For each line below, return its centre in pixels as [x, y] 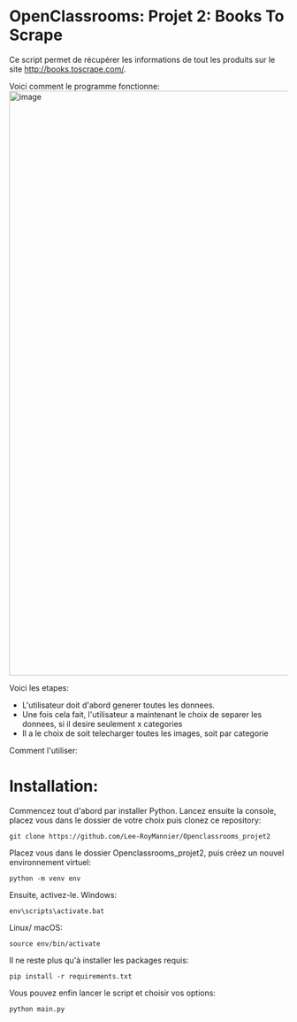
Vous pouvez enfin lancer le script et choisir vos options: [113, 993]
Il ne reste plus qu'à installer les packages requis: [99, 960]
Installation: [54, 786]
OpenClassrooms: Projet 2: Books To [147, 16]
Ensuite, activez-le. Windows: [63, 894]
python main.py [37, 1009]
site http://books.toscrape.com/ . [68, 69]
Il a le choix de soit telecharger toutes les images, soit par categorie [145, 733]
